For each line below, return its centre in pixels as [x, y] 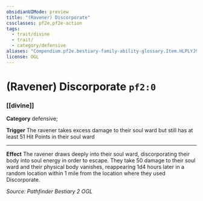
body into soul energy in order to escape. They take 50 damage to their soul [101, 161]
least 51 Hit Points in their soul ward [50, 137]
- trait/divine [31, 34]
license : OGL [23, 57]
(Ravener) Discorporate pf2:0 [81, 87]
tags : [13, 29]
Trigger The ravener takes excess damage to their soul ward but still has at [100, 130]
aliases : [17, 51]
